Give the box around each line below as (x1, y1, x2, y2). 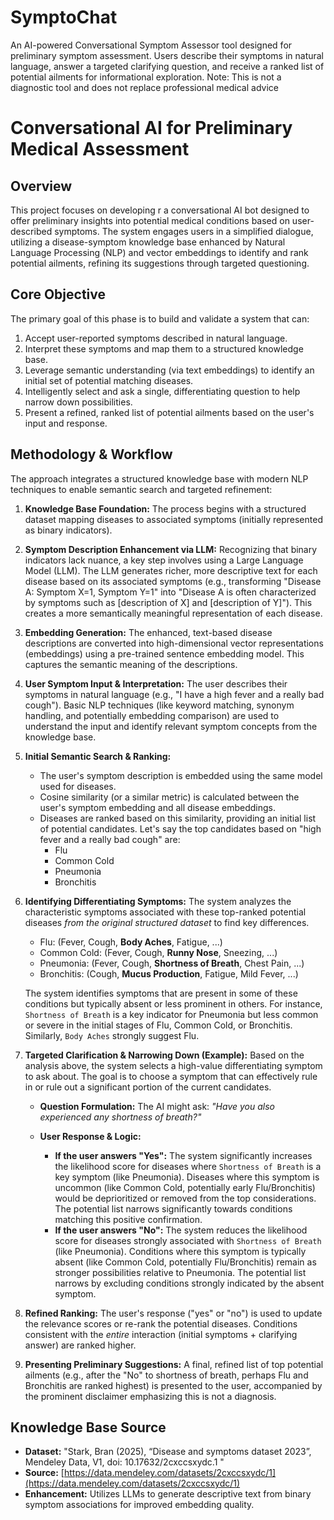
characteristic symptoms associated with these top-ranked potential (24, 906, 307, 918)
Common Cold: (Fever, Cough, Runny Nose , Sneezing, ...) (39, 946, 278, 958)
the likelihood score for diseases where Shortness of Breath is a (54, 1160, 322, 1172)
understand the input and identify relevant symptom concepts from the (24, 720, 318, 732)
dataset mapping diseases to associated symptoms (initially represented (24, 513, 323, 525)
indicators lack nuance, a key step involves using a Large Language (24, 554, 304, 566)
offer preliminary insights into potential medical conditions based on (10, 214, 290, 226)
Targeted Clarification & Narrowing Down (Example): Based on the (24, 1049, 305, 1061)
